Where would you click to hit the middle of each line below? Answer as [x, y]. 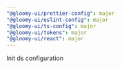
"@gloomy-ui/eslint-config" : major [58, 20]
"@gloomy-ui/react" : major [45, 39]
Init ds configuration [35, 58]
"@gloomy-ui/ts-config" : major [51, 26]
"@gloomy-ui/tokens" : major [47, 32]
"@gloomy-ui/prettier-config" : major [61, 13]
